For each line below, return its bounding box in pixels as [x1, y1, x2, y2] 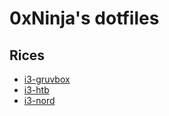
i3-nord [23, 95, 56, 106]
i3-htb [23, 84, 50, 96]
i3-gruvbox [23, 73, 71, 85]
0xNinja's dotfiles [9, 7, 160, 30]
